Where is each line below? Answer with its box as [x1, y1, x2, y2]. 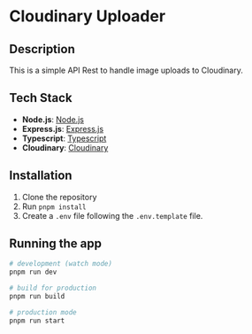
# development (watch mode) [9, 260, 113, 268]
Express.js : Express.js [21, 123, 104, 134]
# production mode [9, 307, 77, 316]
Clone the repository [21, 191, 97, 202]
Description [9, 42, 75, 57]
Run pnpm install [21, 201, 87, 212]
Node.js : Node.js [21, 113, 85, 125]
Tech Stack [9, 90, 73, 105]
